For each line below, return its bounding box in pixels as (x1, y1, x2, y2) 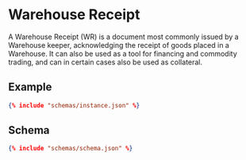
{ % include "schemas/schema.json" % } (8, 145, 133, 153)
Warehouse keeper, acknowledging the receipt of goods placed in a (8, 40, 230, 49)
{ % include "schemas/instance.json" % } (8, 101, 140, 109)
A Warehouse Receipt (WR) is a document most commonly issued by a (8, 32, 240, 41)
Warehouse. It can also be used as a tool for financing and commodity (8, 49, 238, 58)
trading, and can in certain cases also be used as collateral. (8, 57, 202, 67)
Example (8, 80, 52, 94)
